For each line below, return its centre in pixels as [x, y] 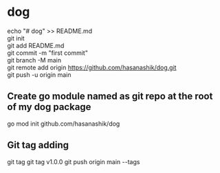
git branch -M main [34, 60]
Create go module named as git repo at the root [110, 96]
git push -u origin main [39, 74]
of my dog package [49, 107]
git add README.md [36, 45]
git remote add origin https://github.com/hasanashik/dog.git [92, 67]
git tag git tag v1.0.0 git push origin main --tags [74, 161]
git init [16, 38]
